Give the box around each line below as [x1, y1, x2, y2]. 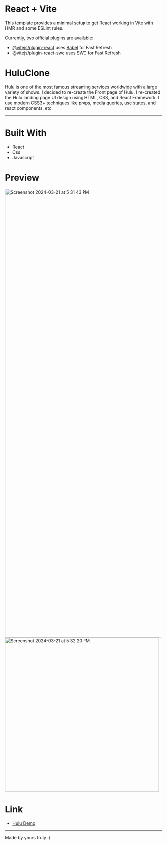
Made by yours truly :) [5, 834, 51, 840]
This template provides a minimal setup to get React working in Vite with [5, 20, 153, 26]
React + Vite [5, 3, 57, 15]
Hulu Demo [12, 820, 36, 826]
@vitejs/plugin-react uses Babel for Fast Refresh [12, 44, 112, 50]
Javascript [12, 154, 34, 160]
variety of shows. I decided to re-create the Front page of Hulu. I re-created [5, 89, 161, 95]
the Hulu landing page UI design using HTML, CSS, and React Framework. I [5, 94, 159, 100]
